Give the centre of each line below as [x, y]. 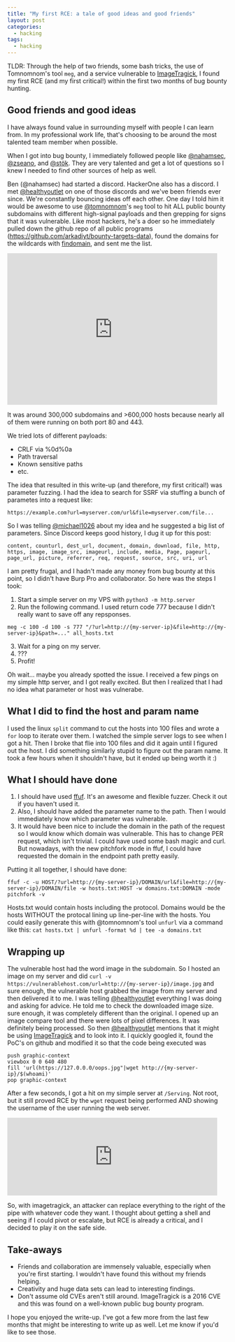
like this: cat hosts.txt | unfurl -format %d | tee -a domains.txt [105, 930]
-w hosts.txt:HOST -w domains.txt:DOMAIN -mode [150, 888]
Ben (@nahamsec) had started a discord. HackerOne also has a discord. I [113, 184]
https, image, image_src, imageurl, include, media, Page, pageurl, [109, 552]
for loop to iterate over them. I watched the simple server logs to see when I [117, 735]
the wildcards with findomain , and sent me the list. [80, 243]
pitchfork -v [26, 895]
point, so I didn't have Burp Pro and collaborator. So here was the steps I [112, 578]
